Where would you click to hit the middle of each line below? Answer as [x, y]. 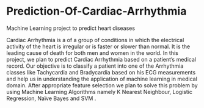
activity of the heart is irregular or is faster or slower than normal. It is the [98, 46]
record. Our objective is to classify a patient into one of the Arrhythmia [95, 66]
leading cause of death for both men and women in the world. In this [92, 52]
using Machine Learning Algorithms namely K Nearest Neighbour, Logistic [99, 92]
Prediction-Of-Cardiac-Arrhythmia [97, 11]
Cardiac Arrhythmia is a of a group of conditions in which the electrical [95, 40]
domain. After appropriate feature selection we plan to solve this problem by [102, 85]
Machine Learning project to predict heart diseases [71, 28]
